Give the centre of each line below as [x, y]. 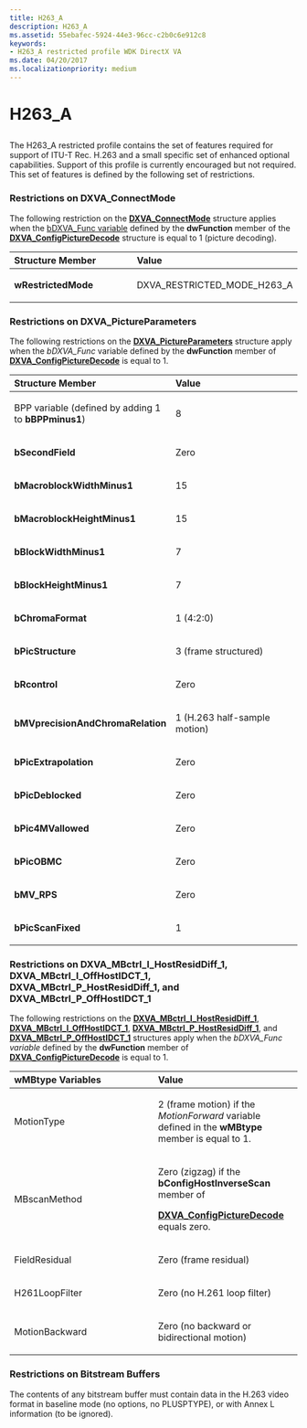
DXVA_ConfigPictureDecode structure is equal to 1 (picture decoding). [143, 238]
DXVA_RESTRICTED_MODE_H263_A [215, 284]
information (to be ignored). [62, 1413]
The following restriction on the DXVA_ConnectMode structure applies [143, 218]
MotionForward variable [210, 1116]
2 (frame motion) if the [207, 1104]
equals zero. [185, 1227]
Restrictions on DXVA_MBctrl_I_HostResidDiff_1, [119, 964]
